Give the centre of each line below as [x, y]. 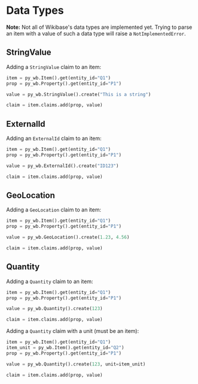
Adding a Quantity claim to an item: [50, 281]
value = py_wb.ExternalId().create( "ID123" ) [63, 166]
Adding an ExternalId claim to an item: [54, 138]
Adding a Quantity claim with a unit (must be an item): [73, 331]
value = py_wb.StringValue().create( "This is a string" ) [79, 94]
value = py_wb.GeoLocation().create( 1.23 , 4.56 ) [68, 237]
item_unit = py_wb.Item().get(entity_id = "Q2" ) [65, 348]
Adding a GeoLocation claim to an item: [54, 210]
